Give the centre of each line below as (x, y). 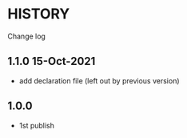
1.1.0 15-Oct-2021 (52, 61)
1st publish (37, 125)
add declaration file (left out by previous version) (99, 80)
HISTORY (39, 14)
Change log (26, 36)
